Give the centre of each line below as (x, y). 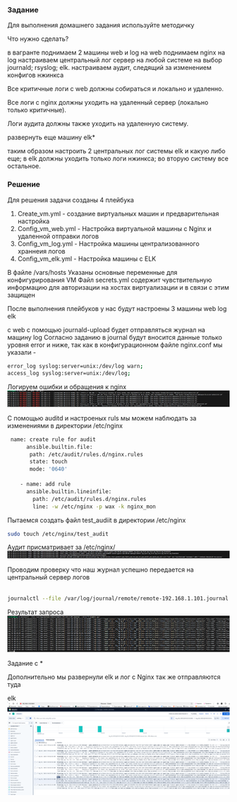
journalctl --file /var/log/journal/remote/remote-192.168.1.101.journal (118, 598)
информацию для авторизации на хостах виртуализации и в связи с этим (118, 287)
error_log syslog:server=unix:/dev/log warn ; (75, 366)
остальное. (24, 166)
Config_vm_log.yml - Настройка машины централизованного (108, 243)
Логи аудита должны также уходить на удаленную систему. (98, 124)
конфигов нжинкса (36, 75)
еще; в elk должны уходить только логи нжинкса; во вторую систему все (118, 159)
